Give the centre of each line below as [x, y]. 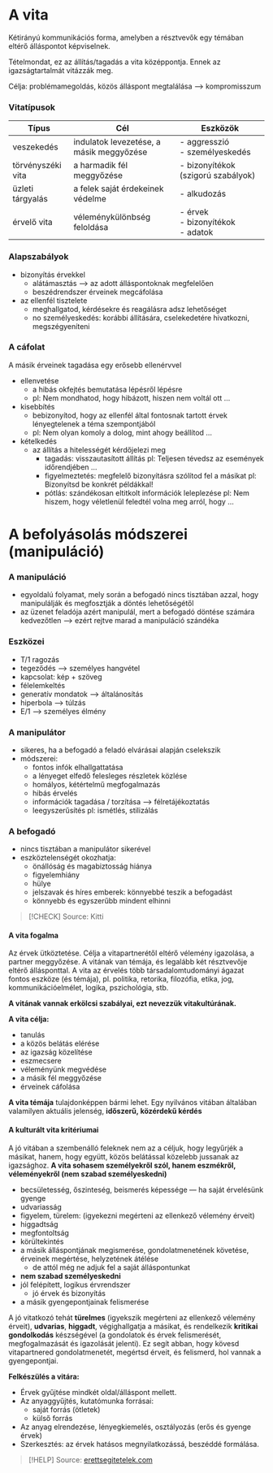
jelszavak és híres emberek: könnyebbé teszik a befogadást [132, 892]
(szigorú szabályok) [217, 175]
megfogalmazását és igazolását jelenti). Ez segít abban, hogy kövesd [124, 1343]
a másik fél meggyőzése [61, 1078]
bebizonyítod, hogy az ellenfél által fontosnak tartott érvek [130, 415]
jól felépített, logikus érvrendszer [76, 1285]
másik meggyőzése [110, 152]
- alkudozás [202, 194]
